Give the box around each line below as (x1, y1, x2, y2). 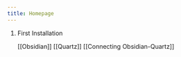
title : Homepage (7, 10, 54, 17)
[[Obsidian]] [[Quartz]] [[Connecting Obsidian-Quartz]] (17, 42, 175, 50)
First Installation (17, 29, 63, 37)
